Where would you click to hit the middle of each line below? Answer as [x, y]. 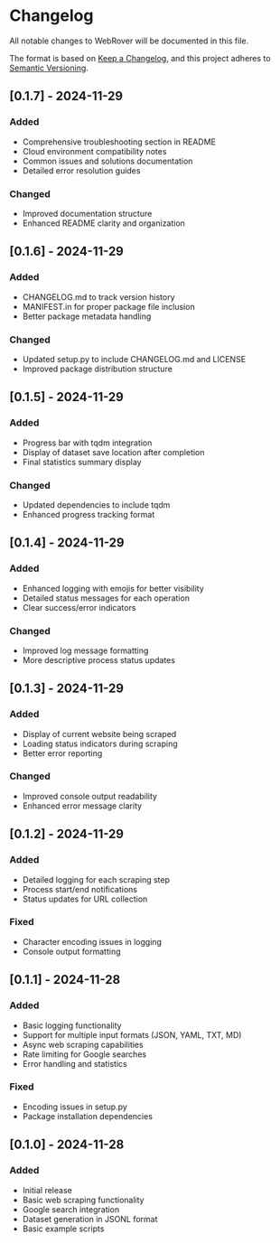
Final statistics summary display [82, 462]
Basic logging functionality [72, 1025]
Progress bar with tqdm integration [87, 443]
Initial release [47, 1190]
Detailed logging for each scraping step [96, 879]
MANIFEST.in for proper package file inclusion [109, 306]
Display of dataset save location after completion [113, 452]
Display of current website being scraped [99, 734]
